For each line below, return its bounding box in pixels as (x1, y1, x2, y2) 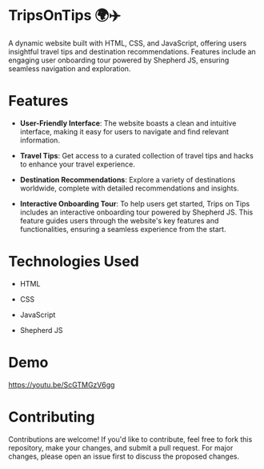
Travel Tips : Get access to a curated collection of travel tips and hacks (19, 150, 254, 160)
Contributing (8, 407, 95, 426)
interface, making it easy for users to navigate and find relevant (19, 126, 230, 136)
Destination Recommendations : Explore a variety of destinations (19, 174, 236, 184)
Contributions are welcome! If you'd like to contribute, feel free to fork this (8, 434, 253, 444)
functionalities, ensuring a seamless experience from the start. (19, 224, 226, 234)
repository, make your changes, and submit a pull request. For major (8, 443, 234, 452)
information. (19, 135, 60, 145)
